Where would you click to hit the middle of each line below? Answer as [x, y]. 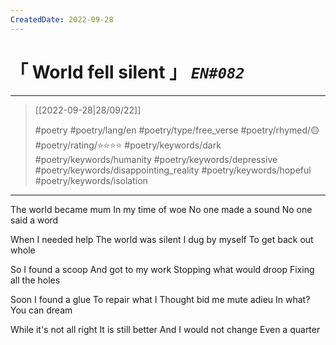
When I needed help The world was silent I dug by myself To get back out [162, 239]
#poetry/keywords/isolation [91, 180]
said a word [34, 220]
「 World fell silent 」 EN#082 [127, 72]
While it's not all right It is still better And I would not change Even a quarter [165, 329]
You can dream [41, 310]
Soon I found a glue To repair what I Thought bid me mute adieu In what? [160, 299]
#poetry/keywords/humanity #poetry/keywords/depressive [156, 159]
